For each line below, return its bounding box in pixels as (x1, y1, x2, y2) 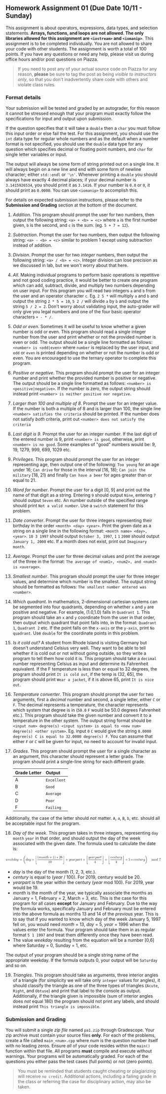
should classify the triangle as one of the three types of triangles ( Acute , (12, 982, 159, 988)
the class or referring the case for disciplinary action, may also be (17, 1079, 151, 1085)
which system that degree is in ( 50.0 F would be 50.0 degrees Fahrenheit (12, 707, 161, 713)
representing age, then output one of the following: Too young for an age (12, 462, 160, 467)
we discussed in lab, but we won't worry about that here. (12, 262, 129, 268)
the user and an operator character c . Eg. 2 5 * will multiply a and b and (12, 293, 158, 299)
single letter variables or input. (5, 152, 67, 158)
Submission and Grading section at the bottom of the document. (5, 202, 137, 208)
